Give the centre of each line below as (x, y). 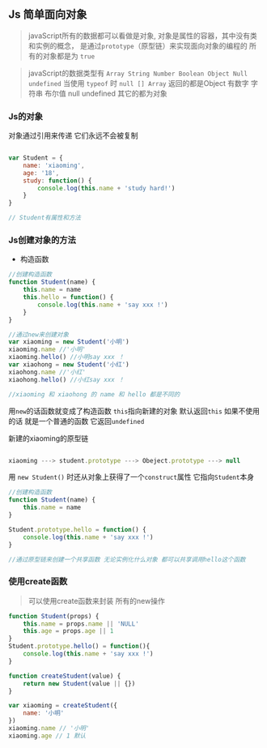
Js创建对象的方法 (42, 240)
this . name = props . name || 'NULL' (81, 624)
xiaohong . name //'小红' (47, 372)
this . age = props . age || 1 (68, 631)
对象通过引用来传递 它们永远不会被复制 (73, 135)
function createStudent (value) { (65, 676)
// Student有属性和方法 (44, 218)
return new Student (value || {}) (79, 683)
